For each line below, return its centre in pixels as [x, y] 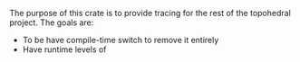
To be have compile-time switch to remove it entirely [121, 40]
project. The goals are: [52, 22]
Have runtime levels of [64, 49]
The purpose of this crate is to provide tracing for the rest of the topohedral [150, 13]
